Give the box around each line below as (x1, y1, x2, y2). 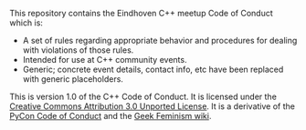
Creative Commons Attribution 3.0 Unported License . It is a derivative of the (9, 101, 295, 112)
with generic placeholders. (22, 74, 123, 85)
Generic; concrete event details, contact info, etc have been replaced (22, 64, 284, 75)
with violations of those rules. (22, 45, 134, 55)
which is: (9, 17, 44, 28)
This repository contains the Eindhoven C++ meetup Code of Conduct (9, 8, 274, 18)
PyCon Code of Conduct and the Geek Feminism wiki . (9, 111, 212, 121)
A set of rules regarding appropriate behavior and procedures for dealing (22, 35, 298, 45)
